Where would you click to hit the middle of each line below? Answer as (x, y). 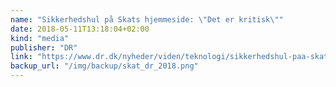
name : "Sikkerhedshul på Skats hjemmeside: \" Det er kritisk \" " (147, 19)
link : (21, 57)
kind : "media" (40, 38)
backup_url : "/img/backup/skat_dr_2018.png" (104, 66)
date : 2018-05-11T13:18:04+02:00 (80, 29)
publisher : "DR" (44, 47)
